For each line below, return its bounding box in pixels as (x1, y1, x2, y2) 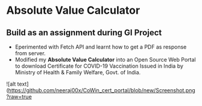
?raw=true (6, 93, 32, 100)
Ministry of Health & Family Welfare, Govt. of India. (14, 69, 141, 75)
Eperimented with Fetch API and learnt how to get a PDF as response (14, 43, 187, 50)
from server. (14, 50, 46, 57)
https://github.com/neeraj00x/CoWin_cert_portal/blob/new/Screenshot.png (8, 87, 196, 93)
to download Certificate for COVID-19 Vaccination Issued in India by (14, 62, 184, 69)
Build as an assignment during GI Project (6, 28, 162, 38)
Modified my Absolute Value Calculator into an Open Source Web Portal (14, 56, 196, 63)
